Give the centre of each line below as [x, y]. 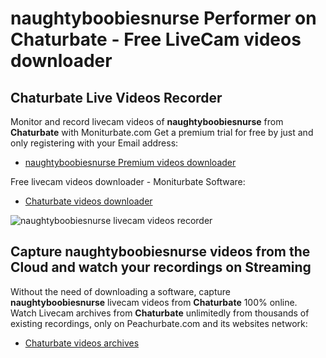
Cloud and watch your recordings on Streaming [161, 267]
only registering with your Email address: [94, 143]
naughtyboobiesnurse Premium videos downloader [130, 162]
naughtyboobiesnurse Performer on [163, 18]
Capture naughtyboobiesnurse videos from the [160, 252]
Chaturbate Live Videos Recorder [116, 97]
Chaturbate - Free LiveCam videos [156, 39]
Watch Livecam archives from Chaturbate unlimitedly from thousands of [160, 313]
